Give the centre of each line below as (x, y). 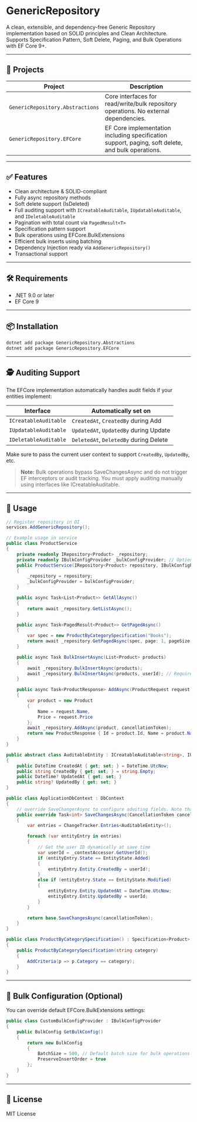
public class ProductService (42, 544)
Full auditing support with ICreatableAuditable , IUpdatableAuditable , (98, 210)
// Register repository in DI (43, 522)
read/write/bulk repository (141, 103)
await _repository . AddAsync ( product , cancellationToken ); (99, 728)
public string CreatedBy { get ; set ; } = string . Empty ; (86, 771)
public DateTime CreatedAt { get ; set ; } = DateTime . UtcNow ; (93, 766)
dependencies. (125, 118)
